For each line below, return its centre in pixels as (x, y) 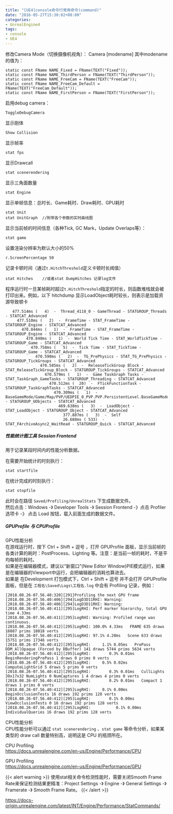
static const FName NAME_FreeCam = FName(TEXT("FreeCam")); (71, 79)
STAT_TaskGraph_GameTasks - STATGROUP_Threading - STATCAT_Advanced (80, 379)
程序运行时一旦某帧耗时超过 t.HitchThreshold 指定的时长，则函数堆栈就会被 (85, 289)
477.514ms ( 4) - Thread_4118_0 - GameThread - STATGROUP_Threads (90, 311)
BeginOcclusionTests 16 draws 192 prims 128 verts (61, 694)
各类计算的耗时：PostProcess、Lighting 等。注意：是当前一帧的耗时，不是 (84, 553)
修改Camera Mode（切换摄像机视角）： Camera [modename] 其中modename (86, 54)
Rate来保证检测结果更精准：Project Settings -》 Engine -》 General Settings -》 (86, 783)
